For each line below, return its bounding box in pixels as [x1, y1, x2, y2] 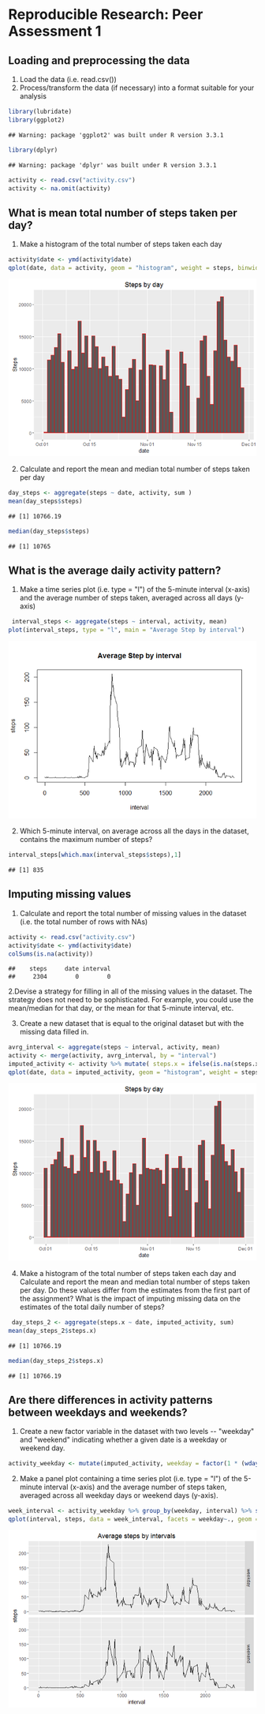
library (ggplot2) [8, 116, 65, 124]
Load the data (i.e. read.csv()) [19, 75, 117, 84]
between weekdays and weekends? [8, 1405, 188, 1419]
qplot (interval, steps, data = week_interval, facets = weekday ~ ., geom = [8, 1515, 259, 1524]
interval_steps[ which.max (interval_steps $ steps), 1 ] [8, 851, 181, 859]
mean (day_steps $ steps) [8, 497, 83, 505]
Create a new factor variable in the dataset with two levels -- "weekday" [19, 1427, 255, 1436]
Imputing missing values [8, 888, 132, 901]
